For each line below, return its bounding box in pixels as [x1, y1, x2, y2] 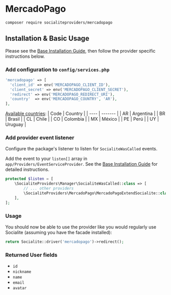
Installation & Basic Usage [5, 34, 90, 43]
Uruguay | [5, 121, 26, 128]
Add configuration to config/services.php [5, 66, 110, 73]
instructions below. [5, 53, 45, 59]
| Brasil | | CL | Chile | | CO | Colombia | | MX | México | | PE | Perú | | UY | [5, 116, 159, 122]
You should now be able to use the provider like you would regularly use [5, 224, 157, 230]
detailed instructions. [5, 167, 49, 173]
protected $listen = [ [5, 176, 53, 181]
